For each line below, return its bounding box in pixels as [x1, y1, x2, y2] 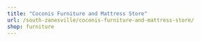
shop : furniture [7, 23, 54, 30]
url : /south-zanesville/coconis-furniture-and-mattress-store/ [7, 17, 195, 24]
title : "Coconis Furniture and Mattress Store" [7, 10, 148, 17]
